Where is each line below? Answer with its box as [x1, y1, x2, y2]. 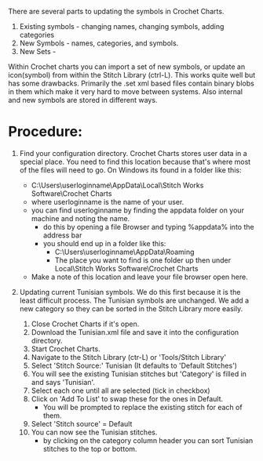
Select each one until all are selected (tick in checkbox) [31, 386, 210, 395]
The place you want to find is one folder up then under [54, 255, 232, 265]
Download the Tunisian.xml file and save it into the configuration [31, 327, 239, 336]
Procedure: [8, 123, 83, 140]
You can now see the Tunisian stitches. [31, 427, 158, 437]
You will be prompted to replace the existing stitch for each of [42, 402, 243, 412]
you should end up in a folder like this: [42, 238, 166, 248]
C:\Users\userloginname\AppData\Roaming [54, 247, 195, 256]
